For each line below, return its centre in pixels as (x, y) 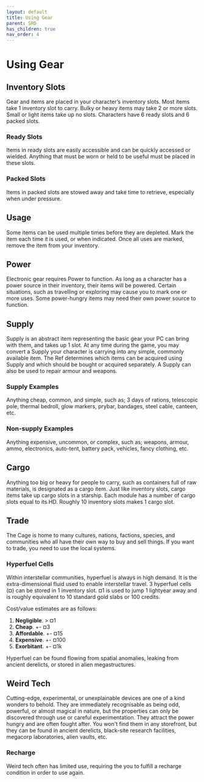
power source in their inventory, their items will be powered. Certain (91, 285)
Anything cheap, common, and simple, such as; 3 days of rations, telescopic (102, 400)
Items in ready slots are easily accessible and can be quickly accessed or (98, 150)
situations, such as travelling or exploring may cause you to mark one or (97, 292)
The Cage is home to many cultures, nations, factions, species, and (91, 536)
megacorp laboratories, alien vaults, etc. (57, 737)
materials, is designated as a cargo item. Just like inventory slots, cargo (96, 489)
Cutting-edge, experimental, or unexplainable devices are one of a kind (96, 698)
